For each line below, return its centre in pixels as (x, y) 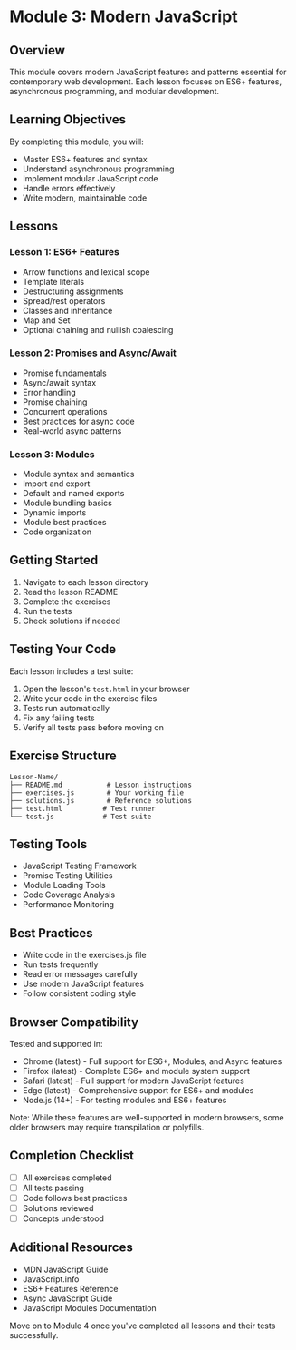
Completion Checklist (72, 1155)
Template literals (53, 281)
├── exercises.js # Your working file (96, 792)
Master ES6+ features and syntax (85, 159)
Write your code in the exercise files (90, 698)
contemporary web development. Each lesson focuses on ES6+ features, (146, 82)
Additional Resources (71, 1248)
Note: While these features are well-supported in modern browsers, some (147, 1117)
